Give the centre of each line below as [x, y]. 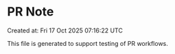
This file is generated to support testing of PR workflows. [87, 43]
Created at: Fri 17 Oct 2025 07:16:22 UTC [65, 30]
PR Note [31, 12]
